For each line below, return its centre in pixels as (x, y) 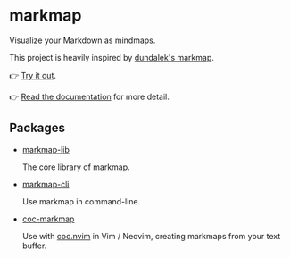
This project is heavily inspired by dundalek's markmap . (112, 57)
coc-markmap (48, 219)
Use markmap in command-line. (81, 201)
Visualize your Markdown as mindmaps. (83, 40)
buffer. (34, 246)
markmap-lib (46, 149)
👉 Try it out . (33, 75)
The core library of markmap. (76, 167)
